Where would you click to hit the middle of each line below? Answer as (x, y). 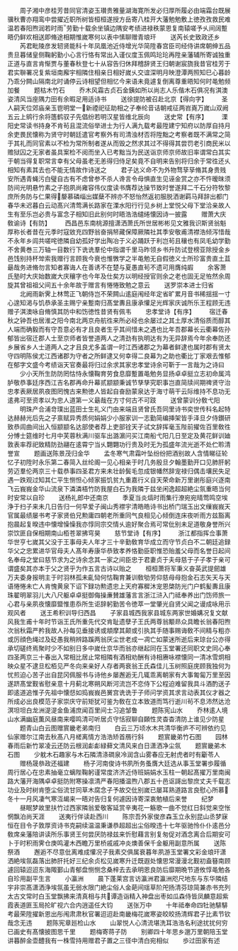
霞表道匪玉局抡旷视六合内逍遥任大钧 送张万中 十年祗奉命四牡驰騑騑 (118, 905)
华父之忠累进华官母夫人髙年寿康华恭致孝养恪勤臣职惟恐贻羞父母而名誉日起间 (119, 551)
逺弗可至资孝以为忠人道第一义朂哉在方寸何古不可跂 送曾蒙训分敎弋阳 (114, 400)
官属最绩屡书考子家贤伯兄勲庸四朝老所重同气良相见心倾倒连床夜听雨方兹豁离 (119, 515)
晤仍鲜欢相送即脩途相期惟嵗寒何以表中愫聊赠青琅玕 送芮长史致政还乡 (114, 37)
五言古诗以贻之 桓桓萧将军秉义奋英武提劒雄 (157, 568)
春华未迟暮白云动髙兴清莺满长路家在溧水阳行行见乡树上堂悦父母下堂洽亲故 (116, 205)
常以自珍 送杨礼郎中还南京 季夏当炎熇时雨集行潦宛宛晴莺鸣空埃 (124, 497)
